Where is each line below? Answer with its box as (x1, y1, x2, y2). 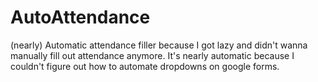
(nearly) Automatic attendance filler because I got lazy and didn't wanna (10, 39, 308, 51)
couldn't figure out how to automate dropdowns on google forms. (10, 60, 280, 72)
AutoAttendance (10, 6, 151, 29)
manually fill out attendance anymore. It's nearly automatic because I (10, 49, 295, 61)
